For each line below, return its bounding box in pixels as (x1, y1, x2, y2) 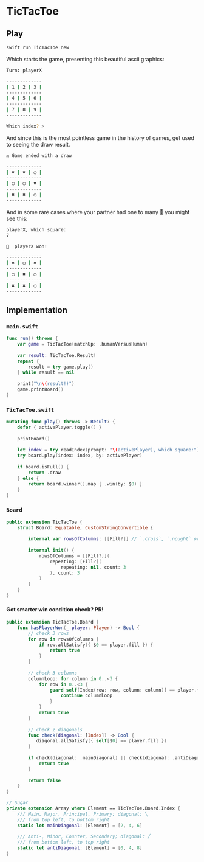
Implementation (6, 305, 68, 315)
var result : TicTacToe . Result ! (17, 352, 97, 358)
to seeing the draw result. (6, 141, 70, 148)
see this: (6, 215, 28, 222)
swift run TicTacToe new (6, 44, 69, 50)
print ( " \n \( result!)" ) (17, 381, 75, 387)
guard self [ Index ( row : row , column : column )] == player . (49, 687, 197, 693)
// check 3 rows (28, 630, 69, 636)
